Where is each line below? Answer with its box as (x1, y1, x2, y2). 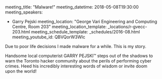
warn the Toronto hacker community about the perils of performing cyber (5, 58, 152, 63)
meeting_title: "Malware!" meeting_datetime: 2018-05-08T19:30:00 (5, 4, 139, 10)
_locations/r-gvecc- (107, 24, 147, 30)
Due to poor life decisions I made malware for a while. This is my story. (5, 44, 146, 49)
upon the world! (5, 68, 37, 74)
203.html (12, 29, 31, 34)
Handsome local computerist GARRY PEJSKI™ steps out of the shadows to (5, 53, 153, 59)
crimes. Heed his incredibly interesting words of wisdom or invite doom (5, 63, 148, 69)
